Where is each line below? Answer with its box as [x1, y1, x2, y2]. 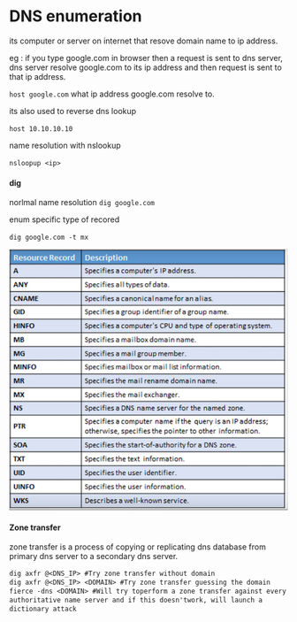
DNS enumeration [9, 6, 143, 27]
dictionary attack [9, 604, 77, 614]
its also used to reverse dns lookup [9, 105, 137, 116]
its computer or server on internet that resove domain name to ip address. [9, 35, 278, 46]
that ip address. [9, 71, 66, 81]
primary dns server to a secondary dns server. [9, 551, 179, 562]
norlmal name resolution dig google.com [9, 197, 155, 208]
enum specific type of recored [9, 214, 120, 225]
